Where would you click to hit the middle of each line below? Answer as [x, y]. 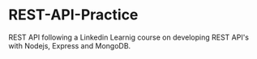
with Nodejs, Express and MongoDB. [70, 45]
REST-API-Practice [73, 15]
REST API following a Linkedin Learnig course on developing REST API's [129, 37]
